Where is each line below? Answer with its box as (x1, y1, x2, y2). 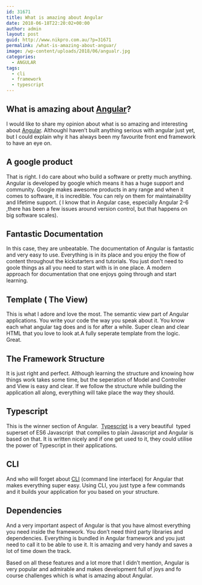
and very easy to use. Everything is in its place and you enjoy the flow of (6, 251, 186, 258)
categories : (6, 54, 36, 60)
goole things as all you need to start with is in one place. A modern (6, 264, 171, 272)
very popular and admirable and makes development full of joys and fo (6, 565, 182, 572)
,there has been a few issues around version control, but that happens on (6, 205, 188, 212)
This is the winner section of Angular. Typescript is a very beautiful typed (6, 422, 191, 429)
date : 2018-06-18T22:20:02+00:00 (6, 20, 90, 26)
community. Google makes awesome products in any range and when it (6, 185, 184, 193)
